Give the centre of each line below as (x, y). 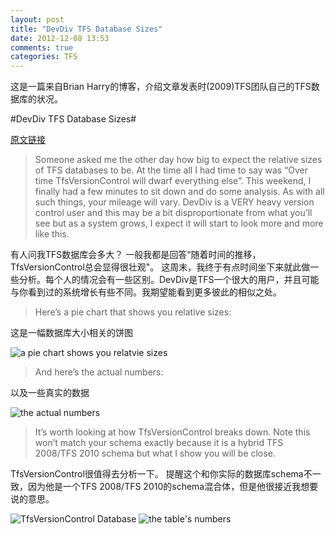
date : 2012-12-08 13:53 (60, 38)
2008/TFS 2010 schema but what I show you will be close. (155, 453)
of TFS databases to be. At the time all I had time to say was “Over (171, 170)
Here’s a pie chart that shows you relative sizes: (133, 312)
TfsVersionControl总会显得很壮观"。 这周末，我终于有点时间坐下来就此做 (160, 267)
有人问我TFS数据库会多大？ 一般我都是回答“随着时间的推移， (136, 255)
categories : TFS (44, 57)
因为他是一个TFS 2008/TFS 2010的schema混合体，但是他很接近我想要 (173, 487)
